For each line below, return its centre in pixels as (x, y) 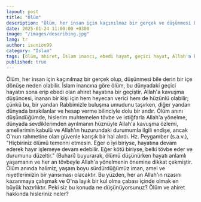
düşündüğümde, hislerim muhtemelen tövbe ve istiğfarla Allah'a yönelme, (97, 117)
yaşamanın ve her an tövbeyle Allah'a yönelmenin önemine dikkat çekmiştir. (99, 162)
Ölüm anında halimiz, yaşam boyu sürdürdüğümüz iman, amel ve (86, 168)
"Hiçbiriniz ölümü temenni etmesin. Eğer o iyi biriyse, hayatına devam (92, 143)
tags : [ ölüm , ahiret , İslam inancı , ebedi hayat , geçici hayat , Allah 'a (99, 56)
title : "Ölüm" (24, 17)
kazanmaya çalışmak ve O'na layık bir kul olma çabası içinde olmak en (92, 181)
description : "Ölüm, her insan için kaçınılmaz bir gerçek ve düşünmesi (99, 23)
